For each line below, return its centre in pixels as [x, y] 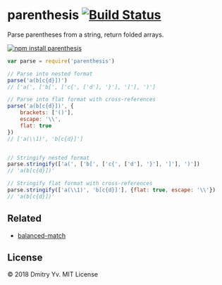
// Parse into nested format [50, 74]
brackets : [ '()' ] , [47, 113]
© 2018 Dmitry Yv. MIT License [53, 274]
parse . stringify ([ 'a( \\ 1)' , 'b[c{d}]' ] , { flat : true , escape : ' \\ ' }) [112, 190]
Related [25, 218]
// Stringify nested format [49, 158]
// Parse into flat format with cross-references [82, 100]
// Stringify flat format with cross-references [80, 184]
